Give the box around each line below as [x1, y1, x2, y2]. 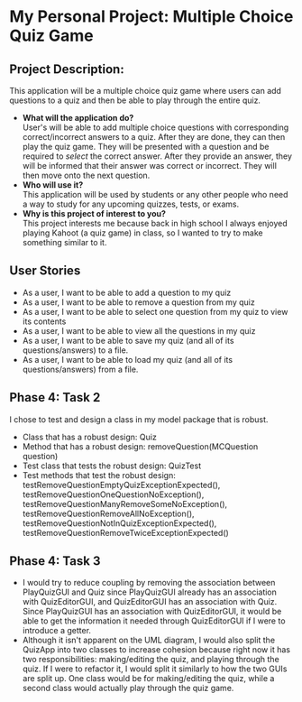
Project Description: [9, 61, 124, 77]
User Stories [9, 263, 81, 279]
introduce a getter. [22, 625, 92, 636]
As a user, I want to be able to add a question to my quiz [22, 287, 232, 298]
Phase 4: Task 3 [9, 553, 101, 569]
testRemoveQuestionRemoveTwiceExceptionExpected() [22, 527, 230, 538]
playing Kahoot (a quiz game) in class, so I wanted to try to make [22, 227, 263, 238]
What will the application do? [22, 113, 134, 123]
